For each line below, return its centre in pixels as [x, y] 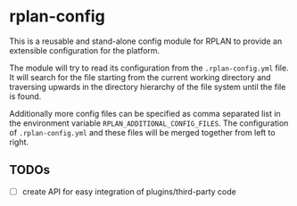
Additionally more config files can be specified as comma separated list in [145, 113]
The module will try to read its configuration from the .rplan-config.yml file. [149, 68]
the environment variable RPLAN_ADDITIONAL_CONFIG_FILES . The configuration [149, 123]
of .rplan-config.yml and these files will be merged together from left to [142, 132]
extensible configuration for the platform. [85, 50]
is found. [25, 96]
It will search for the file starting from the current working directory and [140, 77]
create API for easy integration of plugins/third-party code [129, 191]
